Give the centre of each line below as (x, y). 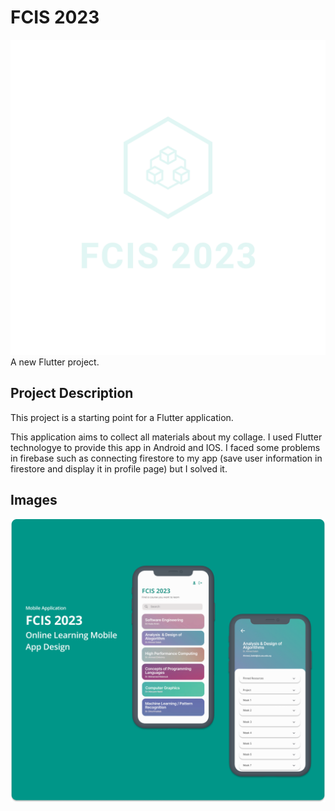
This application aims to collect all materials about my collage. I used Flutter (166, 437)
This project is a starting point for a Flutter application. (122, 417)
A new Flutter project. (55, 362)
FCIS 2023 (55, 17)
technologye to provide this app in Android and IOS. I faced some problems (165, 447)
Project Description (72, 393)
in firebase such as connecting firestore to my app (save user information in (166, 458)
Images (34, 500)
